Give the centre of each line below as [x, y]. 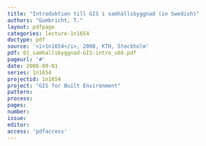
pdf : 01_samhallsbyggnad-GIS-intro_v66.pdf [72, 53]
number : [19, 112]
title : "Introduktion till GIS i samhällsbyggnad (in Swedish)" [103, 14]
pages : [17, 105]
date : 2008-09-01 [33, 66]
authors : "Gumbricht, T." [45, 20]
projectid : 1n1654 [34, 79]
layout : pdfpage [31, 27]
